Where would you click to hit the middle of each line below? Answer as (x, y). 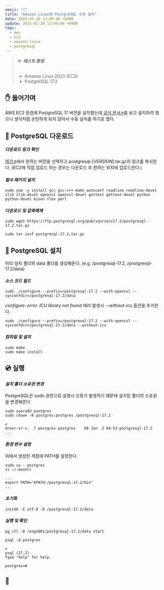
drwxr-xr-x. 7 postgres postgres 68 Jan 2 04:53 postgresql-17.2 (79, 428)
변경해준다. (21, 402)
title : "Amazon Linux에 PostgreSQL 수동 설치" (51, 14)
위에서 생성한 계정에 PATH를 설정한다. (41, 456)
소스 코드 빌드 (18, 281)
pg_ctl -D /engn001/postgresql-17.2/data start (55, 531)
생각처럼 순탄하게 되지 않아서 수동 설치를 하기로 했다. (65, 119)
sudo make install (24, 352)
